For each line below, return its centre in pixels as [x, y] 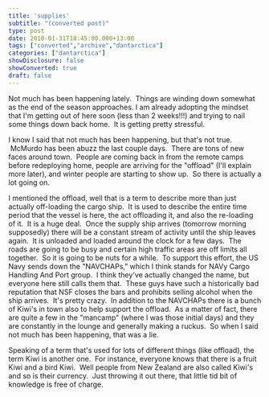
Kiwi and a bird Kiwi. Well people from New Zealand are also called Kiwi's [131, 367]
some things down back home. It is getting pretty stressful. [107, 124]
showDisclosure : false [46, 61]
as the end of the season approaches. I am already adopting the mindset [128, 107]
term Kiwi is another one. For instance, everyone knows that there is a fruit [132, 358]
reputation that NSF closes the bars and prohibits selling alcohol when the [130, 292]
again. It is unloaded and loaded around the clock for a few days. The [125, 240]
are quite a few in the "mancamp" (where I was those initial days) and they [131, 317]
